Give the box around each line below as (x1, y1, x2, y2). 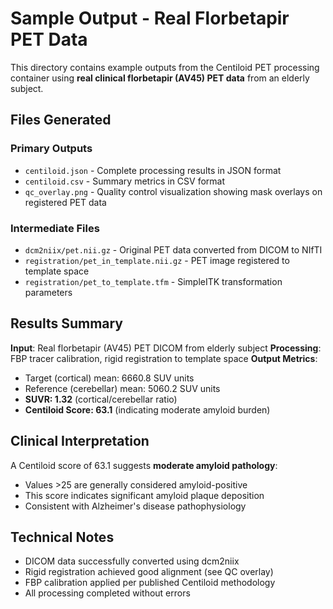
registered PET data (24, 196, 107, 208)
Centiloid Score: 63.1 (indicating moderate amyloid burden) (24, 403, 271, 416)
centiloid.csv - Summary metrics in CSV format (24, 175, 226, 187)
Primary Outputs (10, 142, 93, 156)
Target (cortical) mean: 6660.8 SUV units (24, 372, 195, 384)
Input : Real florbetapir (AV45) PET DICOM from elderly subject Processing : (10, 342, 322, 354)
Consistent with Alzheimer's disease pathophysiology (24, 500, 247, 512)
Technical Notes (10, 528, 115, 546)
